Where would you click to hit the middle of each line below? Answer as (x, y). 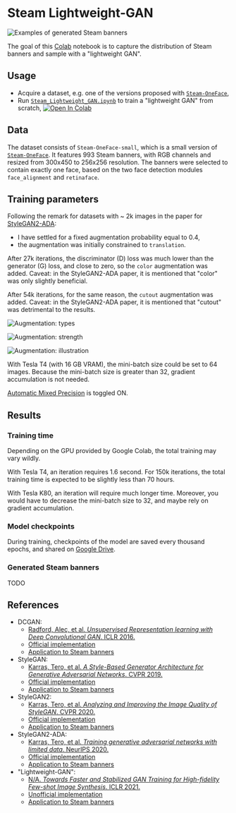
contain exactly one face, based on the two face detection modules (105, 169)
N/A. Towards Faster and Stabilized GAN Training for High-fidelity (124, 779)
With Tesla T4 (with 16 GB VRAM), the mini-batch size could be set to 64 (112, 364)
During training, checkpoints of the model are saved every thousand (106, 542)
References (33, 605)
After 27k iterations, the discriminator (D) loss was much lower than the (111, 258)
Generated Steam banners (54, 567)
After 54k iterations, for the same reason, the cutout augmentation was (110, 295)
